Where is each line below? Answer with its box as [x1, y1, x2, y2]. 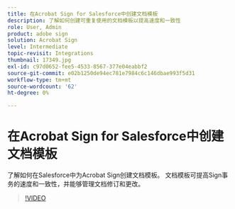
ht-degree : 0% [7, 89, 50, 96]
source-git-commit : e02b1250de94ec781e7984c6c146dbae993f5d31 [7, 69, 195, 77]
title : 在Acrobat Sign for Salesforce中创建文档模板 [7, 10, 158, 18]
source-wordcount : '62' [7, 83, 78, 90]
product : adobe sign [7, 30, 69, 38]
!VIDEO [24, 194, 46, 203]
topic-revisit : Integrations [7, 50, 94, 57]
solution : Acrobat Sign [7, 37, 78, 44]
